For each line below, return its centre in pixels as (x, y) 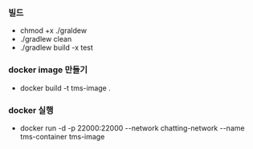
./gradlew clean (46, 39)
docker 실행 (31, 110)
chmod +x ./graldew (53, 30)
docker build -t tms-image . (65, 88)
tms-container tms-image (62, 136)
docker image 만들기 (48, 70)
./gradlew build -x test (57, 48)
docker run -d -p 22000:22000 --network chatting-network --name (132, 128)
